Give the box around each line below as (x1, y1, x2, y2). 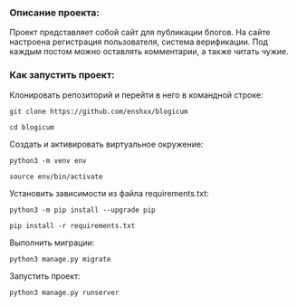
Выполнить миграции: (9, 237, 95, 248)
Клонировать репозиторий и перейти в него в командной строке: (9, 89, 263, 100)
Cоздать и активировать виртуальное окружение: (9, 139, 204, 149)
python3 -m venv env (9, 156, 88, 165)
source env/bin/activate (9, 172, 103, 181)
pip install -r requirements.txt (9, 221, 136, 230)
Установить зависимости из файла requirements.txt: (9, 187, 209, 198)
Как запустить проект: (9, 69, 115, 81)
